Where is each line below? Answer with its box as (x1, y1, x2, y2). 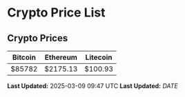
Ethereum (44, 53, 78, 62)
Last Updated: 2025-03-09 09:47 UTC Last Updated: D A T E (7, 82, 178, 90)
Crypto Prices (7, 32, 68, 44)
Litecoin (85, 53, 113, 62)
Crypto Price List (7, 5, 106, 21)
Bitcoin (12, 53, 37, 62)
